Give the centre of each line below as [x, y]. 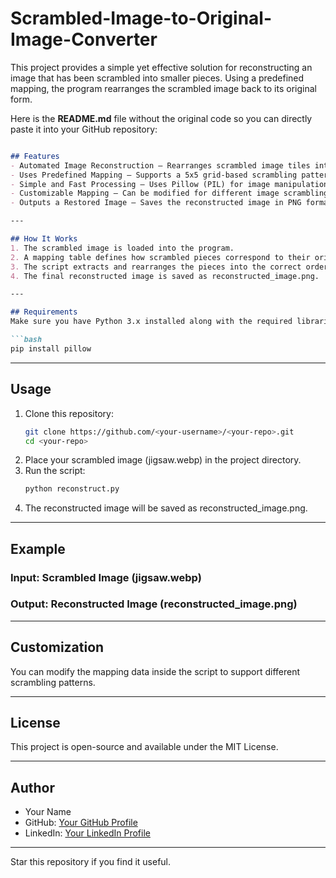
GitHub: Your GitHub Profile [81, 823]
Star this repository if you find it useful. [91, 862]
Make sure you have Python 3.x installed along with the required [151, 322]
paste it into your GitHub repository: [84, 129]
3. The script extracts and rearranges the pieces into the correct [156, 267]
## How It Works [44, 239]
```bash [26, 340]
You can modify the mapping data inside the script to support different [155, 671]
